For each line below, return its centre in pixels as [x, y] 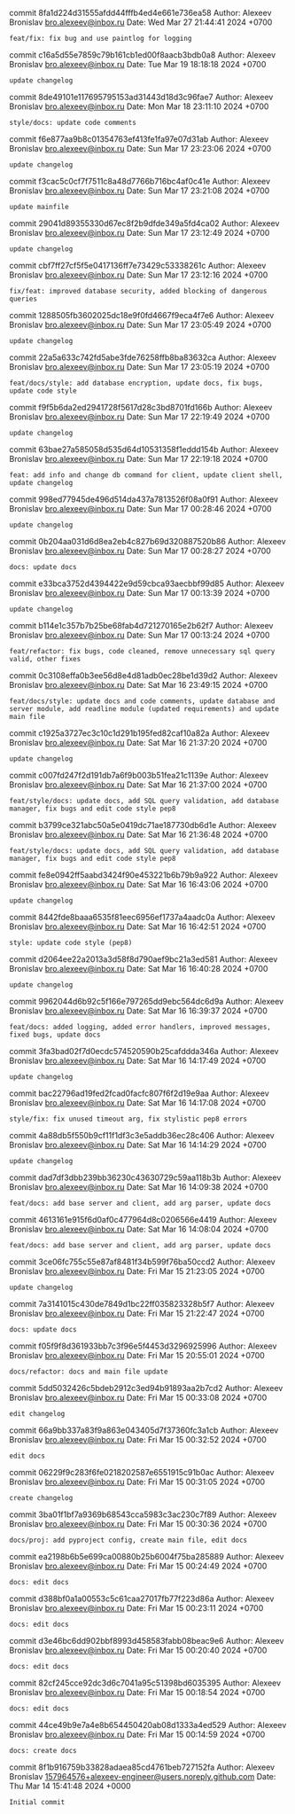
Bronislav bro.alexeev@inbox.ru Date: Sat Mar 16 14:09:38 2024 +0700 [139, 1187]
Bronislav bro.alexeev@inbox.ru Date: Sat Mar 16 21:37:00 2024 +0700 [138, 785]
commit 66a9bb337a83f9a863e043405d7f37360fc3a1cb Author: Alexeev [144, 1430]
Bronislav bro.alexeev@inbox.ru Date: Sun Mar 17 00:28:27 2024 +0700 [140, 551]
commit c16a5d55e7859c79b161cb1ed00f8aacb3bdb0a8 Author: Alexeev [143, 55]
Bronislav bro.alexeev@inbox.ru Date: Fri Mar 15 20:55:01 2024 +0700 [137, 1355]
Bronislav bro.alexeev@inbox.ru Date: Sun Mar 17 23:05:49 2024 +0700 [140, 324]
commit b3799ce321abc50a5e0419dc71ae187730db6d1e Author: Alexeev [143, 825]
